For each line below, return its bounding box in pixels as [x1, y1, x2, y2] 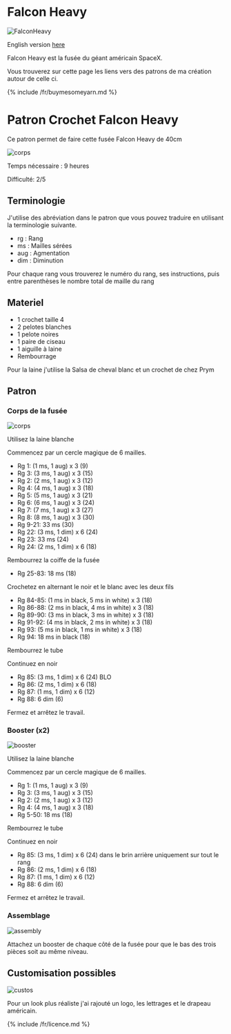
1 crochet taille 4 [17, 315, 64, 323]
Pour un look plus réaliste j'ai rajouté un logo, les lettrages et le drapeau [7, 999, 211, 1007]
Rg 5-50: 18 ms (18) [17, 811, 73, 819]
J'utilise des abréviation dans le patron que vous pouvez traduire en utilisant [7, 213, 224, 222]
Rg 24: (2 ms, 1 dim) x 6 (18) [17, 543, 97, 551]
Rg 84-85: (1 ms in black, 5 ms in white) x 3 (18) [17, 596, 153, 604]
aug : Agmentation [17, 249, 70, 257]
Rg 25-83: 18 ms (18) [17, 569, 77, 577]
